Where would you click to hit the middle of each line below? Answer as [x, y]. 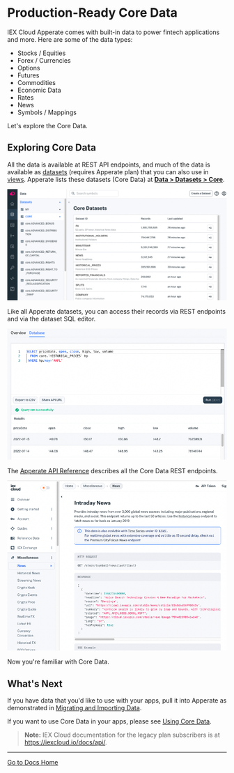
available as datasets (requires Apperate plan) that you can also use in [108, 171]
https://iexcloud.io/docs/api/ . [66, 742]
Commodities [36, 82]
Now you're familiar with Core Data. [58, 662]
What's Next [35, 683]
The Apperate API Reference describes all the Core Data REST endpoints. [112, 471]
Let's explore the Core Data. [48, 125]
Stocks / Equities [41, 53]
